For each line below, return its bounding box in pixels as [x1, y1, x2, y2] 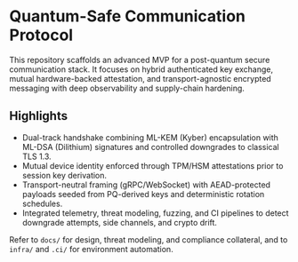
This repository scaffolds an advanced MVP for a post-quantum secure [9, 54, 270, 65]
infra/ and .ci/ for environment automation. [9, 243, 173, 254]
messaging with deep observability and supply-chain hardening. [9, 83, 245, 93]
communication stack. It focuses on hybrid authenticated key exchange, [9, 64, 274, 75]
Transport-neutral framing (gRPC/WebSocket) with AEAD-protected [21, 179, 271, 190]
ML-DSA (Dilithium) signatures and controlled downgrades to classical [21, 141, 279, 152]
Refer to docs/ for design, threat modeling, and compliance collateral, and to [9, 234, 288, 245]
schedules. [21, 198, 63, 209]
